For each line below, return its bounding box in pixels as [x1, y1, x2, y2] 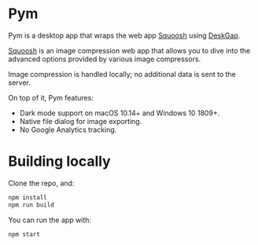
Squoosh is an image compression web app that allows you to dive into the [8, 46, 251, 55]
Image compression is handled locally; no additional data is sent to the [8, 69, 236, 79]
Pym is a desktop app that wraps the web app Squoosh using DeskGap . [8, 31, 241, 40]
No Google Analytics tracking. [19, 125, 117, 134]
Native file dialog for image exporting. [19, 116, 142, 126]
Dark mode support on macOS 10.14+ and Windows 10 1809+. [19, 108, 220, 118]
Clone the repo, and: [8, 178, 75, 188]
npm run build [8, 201, 55, 209]
